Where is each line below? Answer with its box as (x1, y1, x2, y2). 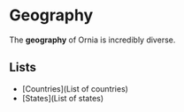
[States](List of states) (21, 93, 104, 103)
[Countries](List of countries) (21, 83, 128, 93)
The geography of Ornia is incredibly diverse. (9, 34, 176, 45)
